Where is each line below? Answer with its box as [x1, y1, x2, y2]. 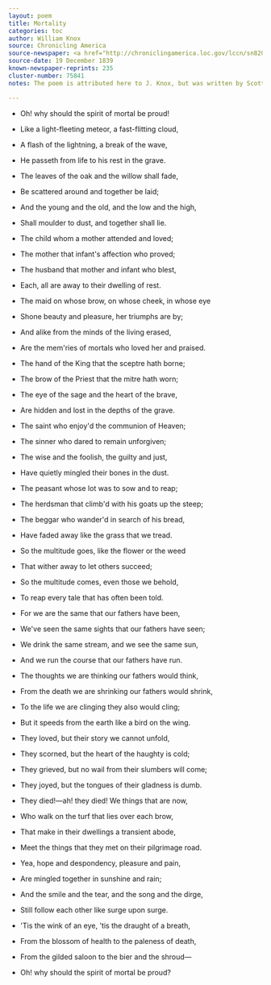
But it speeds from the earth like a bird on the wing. [19, 717, 191, 727]
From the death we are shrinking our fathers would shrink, [19, 686, 214, 696]
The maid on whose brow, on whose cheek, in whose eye [19, 296, 211, 305]
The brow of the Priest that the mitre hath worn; [19, 374, 179, 384]
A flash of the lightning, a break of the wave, [19, 139, 168, 149]
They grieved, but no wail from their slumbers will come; [19, 764, 208, 774]
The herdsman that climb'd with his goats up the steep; [19, 499, 204, 509]
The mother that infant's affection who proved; [19, 249, 176, 259]
